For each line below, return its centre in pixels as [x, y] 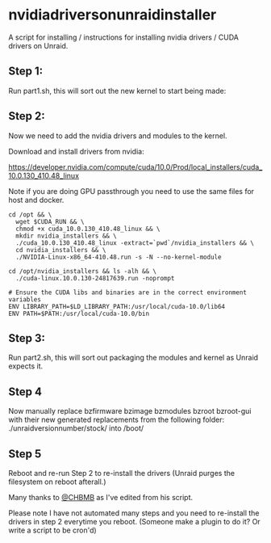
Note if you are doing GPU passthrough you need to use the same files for [131, 191]
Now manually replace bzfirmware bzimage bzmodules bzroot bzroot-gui [130, 411]
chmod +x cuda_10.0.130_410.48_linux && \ [88, 229]
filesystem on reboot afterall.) [57, 482]
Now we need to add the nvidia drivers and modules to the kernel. [118, 136]
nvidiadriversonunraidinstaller [113, 15]
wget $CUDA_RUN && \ [50, 221]
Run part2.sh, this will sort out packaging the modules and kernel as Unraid [133, 358]
